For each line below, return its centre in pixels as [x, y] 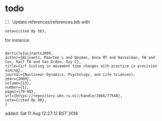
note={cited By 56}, [26, 31]
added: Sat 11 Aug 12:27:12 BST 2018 [42, 113]
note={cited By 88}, [26, 100]
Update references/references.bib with [51, 22]
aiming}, [14, 70]
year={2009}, [18, 79]
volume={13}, [18, 83]
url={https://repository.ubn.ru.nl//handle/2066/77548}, [64, 96]
